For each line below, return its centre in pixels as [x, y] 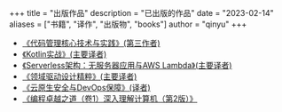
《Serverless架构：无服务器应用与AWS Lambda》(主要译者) [127, 65]
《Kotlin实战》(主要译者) [64, 54]
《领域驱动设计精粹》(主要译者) [79, 76]
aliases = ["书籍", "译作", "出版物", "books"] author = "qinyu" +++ [128, 24]
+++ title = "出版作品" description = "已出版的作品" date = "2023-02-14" [141, 13]
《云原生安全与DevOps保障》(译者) [86, 88]
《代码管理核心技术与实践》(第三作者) [91, 43]
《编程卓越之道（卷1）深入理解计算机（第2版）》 [110, 99]
